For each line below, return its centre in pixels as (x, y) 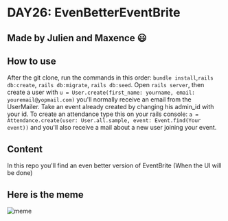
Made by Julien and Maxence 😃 (77, 38)
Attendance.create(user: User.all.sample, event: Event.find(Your (104, 121)
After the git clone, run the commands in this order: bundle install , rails (111, 78)
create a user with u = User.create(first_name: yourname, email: (101, 92)
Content (25, 149)
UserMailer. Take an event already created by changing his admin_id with (111, 107)
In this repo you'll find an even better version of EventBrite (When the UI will (114, 165)
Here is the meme (45, 195)
